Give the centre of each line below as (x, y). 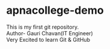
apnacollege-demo (55, 10)
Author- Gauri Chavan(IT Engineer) (50, 33)
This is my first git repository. (43, 27)
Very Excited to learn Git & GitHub (48, 39)
